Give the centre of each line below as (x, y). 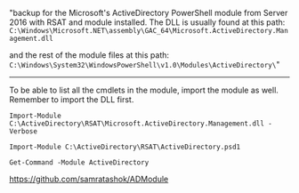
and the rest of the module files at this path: (89, 55)
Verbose (24, 132)
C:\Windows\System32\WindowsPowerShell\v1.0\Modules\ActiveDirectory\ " (145, 64)
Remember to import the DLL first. (72, 100)
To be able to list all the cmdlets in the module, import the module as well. (144, 90)
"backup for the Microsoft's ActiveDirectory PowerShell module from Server (149, 13)
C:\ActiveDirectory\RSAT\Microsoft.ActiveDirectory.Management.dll (137, 124)
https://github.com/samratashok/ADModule (89, 179)
